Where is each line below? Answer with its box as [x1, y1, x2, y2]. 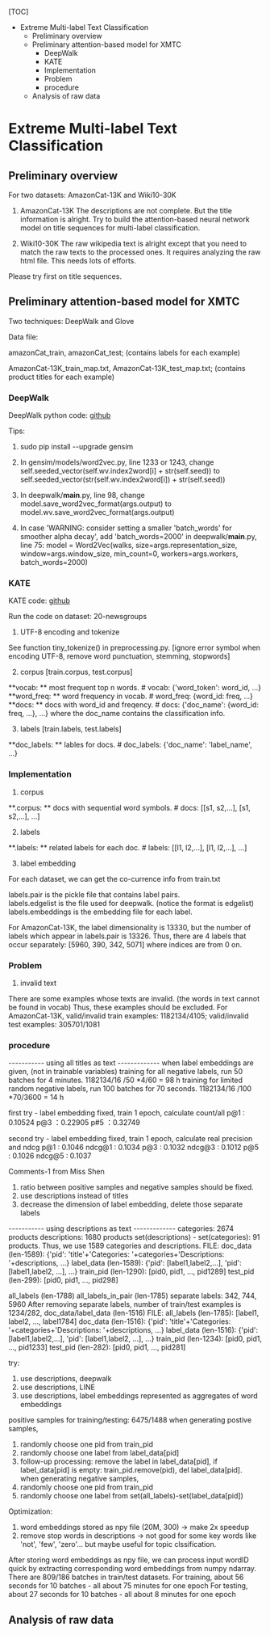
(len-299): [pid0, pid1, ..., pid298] [8, 1275, 118, 1285]
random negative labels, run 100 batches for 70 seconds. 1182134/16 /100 [8, 1084, 252, 1094]
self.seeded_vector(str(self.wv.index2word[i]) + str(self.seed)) [19, 474, 226, 484]
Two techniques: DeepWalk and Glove [8, 316, 135, 326]
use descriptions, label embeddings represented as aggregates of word [19, 1391, 258, 1401]
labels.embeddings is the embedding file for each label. [8, 907, 193, 917]
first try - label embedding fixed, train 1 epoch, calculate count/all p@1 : [8, 1108, 246, 1118]
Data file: [8, 331, 39, 342]
